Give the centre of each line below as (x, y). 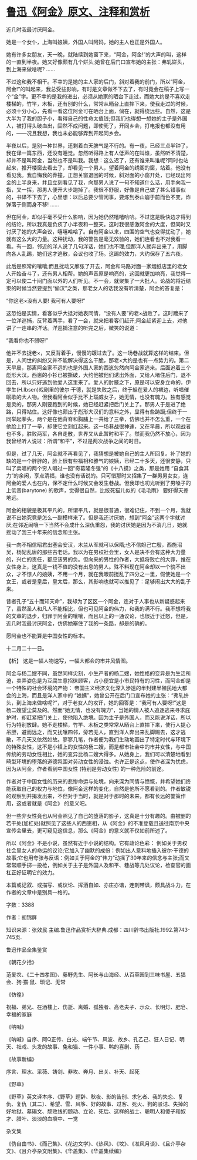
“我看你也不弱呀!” (27, 340)
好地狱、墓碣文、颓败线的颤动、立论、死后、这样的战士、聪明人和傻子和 (93, 1111)
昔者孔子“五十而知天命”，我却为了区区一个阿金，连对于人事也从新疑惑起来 (96, 601)
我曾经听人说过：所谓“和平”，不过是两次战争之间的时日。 (75, 441)
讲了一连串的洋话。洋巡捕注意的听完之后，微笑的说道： (73, 327)
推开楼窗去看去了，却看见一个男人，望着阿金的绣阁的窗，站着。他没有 (106, 168)
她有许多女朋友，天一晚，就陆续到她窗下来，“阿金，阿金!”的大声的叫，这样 (96, 54)
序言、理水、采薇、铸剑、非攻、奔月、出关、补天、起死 (73, 1071)
